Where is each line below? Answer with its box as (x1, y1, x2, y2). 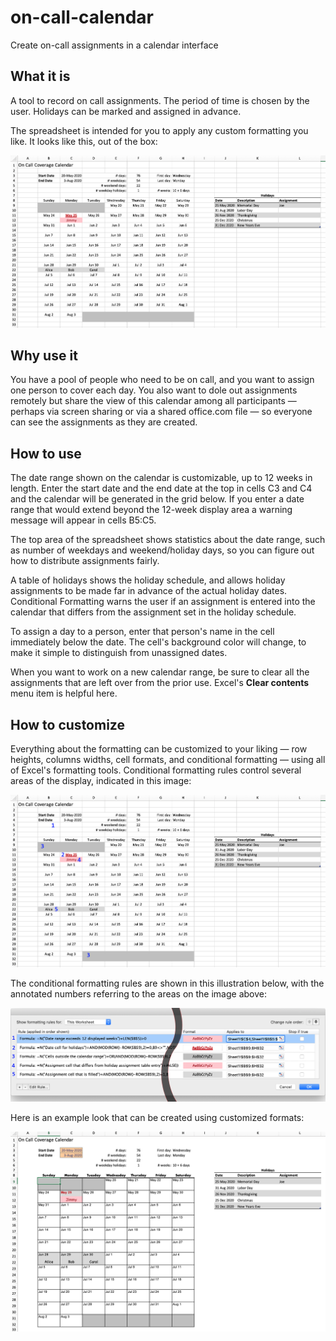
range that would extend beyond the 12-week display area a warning (10, 504, 293, 516)
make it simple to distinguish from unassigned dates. (10, 647, 228, 659)
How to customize (10, 716, 125, 733)
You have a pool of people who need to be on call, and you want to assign (10, 374, 315, 386)
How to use (10, 445, 82, 462)
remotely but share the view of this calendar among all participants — (10, 395, 297, 407)
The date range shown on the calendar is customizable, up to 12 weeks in (10, 472, 313, 484)
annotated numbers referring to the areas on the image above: (10, 987, 268, 1000)
